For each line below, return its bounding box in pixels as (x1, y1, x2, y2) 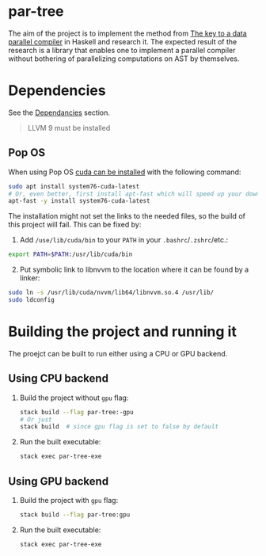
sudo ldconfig (8, 296, 55, 304)
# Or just (19, 415, 53, 424)
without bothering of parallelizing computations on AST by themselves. (8, 54, 240, 63)
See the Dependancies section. (8, 108, 111, 117)
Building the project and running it (8, 323, 237, 341)
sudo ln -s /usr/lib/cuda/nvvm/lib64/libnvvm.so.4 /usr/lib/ (8, 288, 215, 297)
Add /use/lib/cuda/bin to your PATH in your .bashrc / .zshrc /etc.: (19, 235, 228, 245)
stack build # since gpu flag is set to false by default (19, 423, 219, 431)
